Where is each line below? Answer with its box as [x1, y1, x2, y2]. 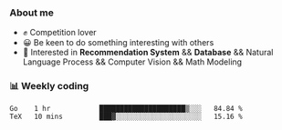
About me [9, 6, 55, 19]
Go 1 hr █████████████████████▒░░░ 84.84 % [9, 104, 244, 113]
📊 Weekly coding [9, 80, 89, 93]
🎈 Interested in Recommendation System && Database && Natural [22, 47, 274, 58]
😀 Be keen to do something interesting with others [22, 37, 214, 48]
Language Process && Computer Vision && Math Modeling [22, 56, 243, 67]
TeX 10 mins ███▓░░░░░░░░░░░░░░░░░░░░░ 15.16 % [9, 112, 244, 122]
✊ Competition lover [22, 27, 98, 38]
